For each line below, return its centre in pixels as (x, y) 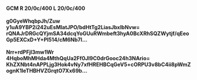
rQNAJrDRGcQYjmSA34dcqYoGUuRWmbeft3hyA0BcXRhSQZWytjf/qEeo (98, 34)
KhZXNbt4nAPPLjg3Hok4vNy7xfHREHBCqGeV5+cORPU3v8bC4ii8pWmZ (98, 65)
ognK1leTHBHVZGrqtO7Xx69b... (47, 71)
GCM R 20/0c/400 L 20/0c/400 (46, 8)
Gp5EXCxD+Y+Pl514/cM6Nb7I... (47, 40)
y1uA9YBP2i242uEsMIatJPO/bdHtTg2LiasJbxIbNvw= (73, 27)
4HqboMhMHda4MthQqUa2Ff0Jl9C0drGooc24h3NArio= (78, 58)
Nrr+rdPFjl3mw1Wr (30, 52)
